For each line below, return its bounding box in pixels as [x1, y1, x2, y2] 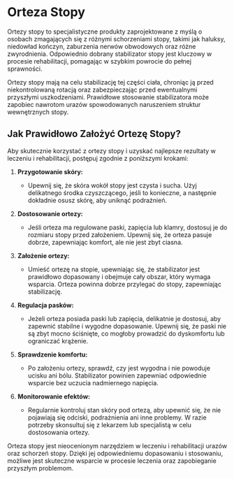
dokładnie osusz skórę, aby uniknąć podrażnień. [27, 196, 168, 204]
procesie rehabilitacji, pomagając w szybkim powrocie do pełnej [7, 57, 192, 65]
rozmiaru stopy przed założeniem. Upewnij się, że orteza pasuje [27, 230, 212, 238]
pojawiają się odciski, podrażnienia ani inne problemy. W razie [27, 413, 207, 422]
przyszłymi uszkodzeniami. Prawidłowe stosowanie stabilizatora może [7, 92, 210, 101]
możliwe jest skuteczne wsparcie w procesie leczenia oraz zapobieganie [7, 456, 217, 465]
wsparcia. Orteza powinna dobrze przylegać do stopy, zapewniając [27, 280, 222, 288]
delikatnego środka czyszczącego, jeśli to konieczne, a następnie [27, 188, 217, 196]
